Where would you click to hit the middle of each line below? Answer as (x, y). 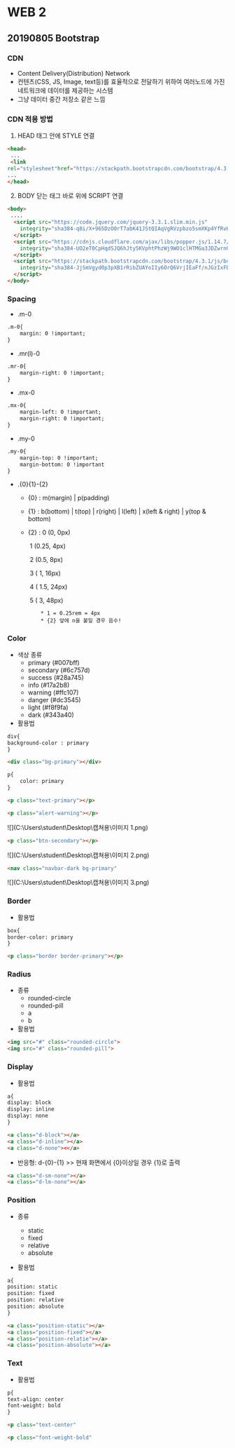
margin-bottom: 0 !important (62, 464)
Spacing (22, 299)
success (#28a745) (56, 677)
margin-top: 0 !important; (59, 458)
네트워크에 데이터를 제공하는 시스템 (65, 90)
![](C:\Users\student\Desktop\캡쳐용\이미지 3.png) (78, 883)
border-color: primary (40, 937)
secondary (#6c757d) (59, 670)
